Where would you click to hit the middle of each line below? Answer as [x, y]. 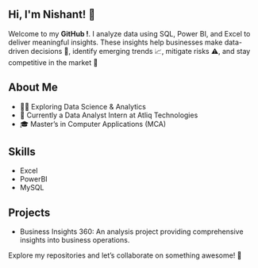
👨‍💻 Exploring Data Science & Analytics [83, 106]
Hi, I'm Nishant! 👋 [52, 15]
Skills [22, 152]
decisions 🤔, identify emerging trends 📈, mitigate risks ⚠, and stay [141, 51]
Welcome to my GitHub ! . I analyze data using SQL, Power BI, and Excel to [129, 33]
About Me [33, 88]
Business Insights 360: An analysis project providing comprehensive [131, 232]
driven [19, 51]
